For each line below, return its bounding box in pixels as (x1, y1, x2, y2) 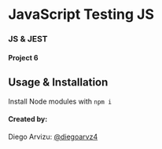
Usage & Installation (8, 76, 109, 89)
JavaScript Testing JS (8, 5, 155, 24)
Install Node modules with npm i (8, 96, 112, 106)
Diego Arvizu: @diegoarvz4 (8, 132, 98, 141)
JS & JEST (8, 34, 49, 45)
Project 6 (8, 53, 39, 62)
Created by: (8, 114, 48, 124)
